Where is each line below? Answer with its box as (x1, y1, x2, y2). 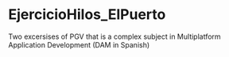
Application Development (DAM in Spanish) (8, 40, 150, 49)
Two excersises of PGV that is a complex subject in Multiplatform (8, 32, 221, 41)
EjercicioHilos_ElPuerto (8, 6, 166, 24)
